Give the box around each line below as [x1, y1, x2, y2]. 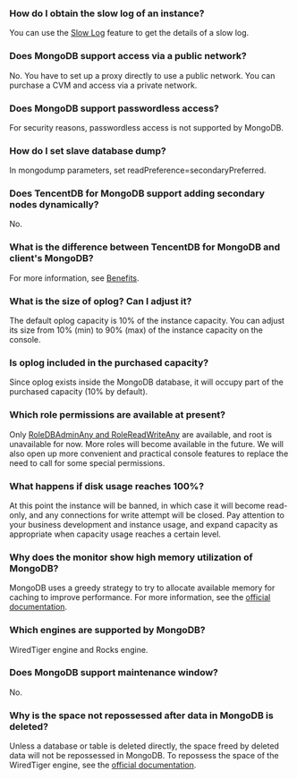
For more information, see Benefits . [9, 272, 140, 284]
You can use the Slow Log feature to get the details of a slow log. [9, 28, 250, 38]
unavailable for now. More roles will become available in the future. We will [9, 438, 284, 449]
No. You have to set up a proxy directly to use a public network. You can [9, 70, 276, 80]
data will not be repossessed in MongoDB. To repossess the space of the [9, 750, 279, 761]
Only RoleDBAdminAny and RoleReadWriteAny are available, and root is [9, 428, 273, 440]
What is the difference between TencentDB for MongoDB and [9, 241, 281, 253]
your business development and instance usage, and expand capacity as [9, 519, 279, 529]
